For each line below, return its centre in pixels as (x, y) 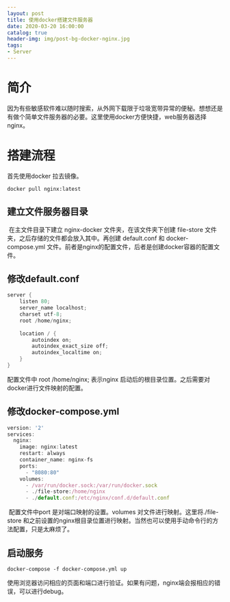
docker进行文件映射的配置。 (47, 388)
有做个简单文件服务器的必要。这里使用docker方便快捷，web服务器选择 (107, 117)
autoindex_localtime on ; (67, 353)
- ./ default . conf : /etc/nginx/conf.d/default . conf (97, 498)
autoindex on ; (52, 340)
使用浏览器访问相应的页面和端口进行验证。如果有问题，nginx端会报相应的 (111, 583)
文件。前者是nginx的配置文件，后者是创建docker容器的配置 (130, 246)
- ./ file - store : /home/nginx (65, 491)
